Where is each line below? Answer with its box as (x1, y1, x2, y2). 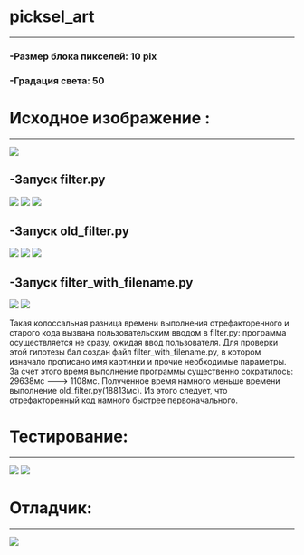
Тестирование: (9, 426, 128, 447)
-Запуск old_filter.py (9, 223, 129, 239)
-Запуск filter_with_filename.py (9, 275, 194, 290)
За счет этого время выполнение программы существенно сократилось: (9, 365, 294, 377)
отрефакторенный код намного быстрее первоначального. (9, 394, 238, 405)
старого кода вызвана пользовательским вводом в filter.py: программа (9, 327, 287, 338)
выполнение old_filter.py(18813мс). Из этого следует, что (9, 385, 228, 396)
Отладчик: (9, 498, 92, 519)
